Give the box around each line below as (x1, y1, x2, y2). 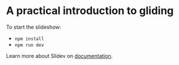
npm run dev (14, 42, 44, 48)
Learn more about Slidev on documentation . (6, 52, 113, 59)
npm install (14, 36, 44, 42)
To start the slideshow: (6, 23, 62, 30)
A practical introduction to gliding (6, 4, 174, 18)
